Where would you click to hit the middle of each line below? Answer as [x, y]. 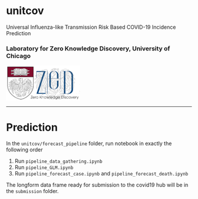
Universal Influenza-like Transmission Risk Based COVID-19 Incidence [91, 27]
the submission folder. [32, 191]
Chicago [19, 56]
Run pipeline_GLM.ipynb [44, 167]
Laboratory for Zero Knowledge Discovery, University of [88, 48]
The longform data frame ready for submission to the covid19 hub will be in [97, 185]
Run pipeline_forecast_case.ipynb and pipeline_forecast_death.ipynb [101, 174]
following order [24, 150]
